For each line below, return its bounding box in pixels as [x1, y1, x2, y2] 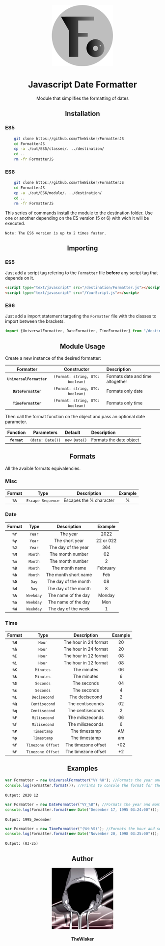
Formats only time [106, 400, 143, 406]
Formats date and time [106, 373, 152, 379]
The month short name [46, 572, 92, 577]
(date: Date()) [29, 437, 61, 443]
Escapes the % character [63, 497, 114, 503]
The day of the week [48, 606, 90, 612]
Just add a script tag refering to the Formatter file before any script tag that [5, 270, 158, 276]
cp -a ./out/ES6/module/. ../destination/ [14, 191, 102, 196]
